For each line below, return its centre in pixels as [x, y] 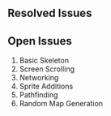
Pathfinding [38, 95]
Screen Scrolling [47, 69]
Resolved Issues [50, 13]
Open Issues [40, 41]
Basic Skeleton [44, 61]
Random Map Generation [61, 104]
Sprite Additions [46, 86]
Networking [39, 78]
